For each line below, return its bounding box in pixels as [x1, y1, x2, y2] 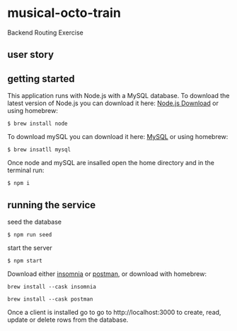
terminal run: [7, 166, 45, 174]
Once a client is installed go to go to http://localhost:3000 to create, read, [7, 308, 221, 316]
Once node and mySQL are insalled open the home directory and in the [7, 159, 214, 167]
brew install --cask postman [7, 295, 93, 303]
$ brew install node [7, 120, 69, 128]
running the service [7, 199, 96, 211]
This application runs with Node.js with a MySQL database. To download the [7, 92, 230, 100]
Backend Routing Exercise [7, 28, 83, 37]
